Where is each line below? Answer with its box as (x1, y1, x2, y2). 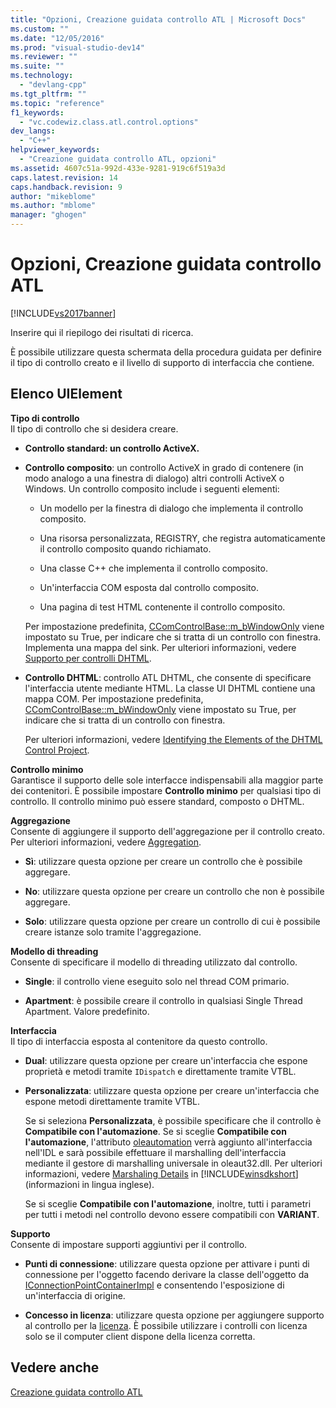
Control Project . (24, 744, 90, 756)
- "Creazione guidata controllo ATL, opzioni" (19, 154, 217, 164)
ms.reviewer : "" (10, 52, 78, 62)
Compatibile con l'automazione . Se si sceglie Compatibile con (24, 1125, 287, 1137)
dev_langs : (10, 126, 56, 136)
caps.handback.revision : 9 (10, 182, 123, 192)
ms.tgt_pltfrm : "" (10, 89, 87, 99)
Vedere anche (10, 1359, 100, 1376)
